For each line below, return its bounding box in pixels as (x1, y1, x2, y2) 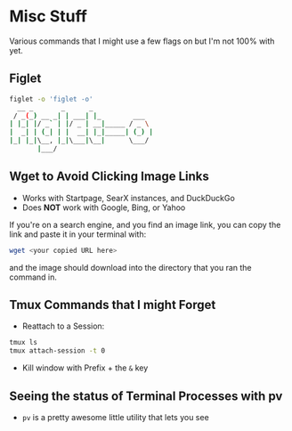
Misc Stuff (9, 6, 87, 27)
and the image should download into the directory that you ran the (9, 262, 252, 272)
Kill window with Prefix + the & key (21, 362, 149, 373)
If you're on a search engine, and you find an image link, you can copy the (9, 219, 281, 230)
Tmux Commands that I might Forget (9, 297, 216, 313)
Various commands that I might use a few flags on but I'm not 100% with (9, 36, 275, 46)
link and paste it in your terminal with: (9, 229, 147, 240)
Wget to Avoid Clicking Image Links (9, 169, 209, 184)
